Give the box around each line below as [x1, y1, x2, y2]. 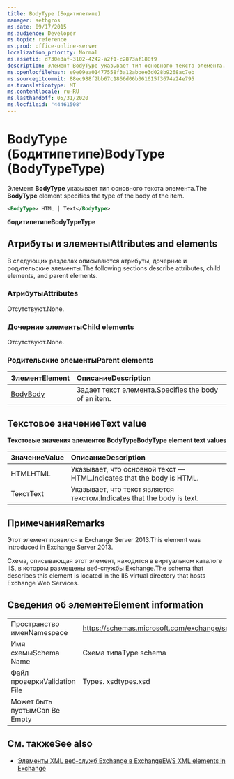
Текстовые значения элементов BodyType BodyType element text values [7, 436, 227, 444]
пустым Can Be [10, 705, 61, 715]
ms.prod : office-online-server [7, 43, 98, 50]
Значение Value [10, 453, 65, 463]
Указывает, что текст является [70, 485, 174, 495]
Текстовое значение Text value [7, 417, 147, 430]
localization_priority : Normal [7, 50, 98, 57]
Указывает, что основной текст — [70, 465, 186, 474]
